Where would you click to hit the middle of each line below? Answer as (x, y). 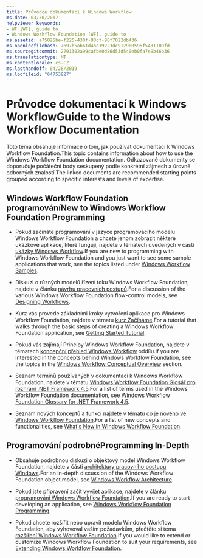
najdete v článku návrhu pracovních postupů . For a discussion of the (100, 289)
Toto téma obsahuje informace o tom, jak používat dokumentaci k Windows (101, 147)
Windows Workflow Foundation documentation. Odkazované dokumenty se (101, 160)
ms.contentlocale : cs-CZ (38, 63)
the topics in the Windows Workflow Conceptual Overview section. (99, 364)
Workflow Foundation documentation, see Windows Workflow (92, 395)
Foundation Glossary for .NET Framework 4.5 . (72, 401)
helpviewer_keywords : (34, 23)
